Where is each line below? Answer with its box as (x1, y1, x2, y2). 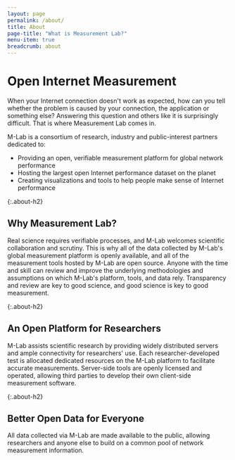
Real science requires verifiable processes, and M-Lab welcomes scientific (7, 236, 225, 245)
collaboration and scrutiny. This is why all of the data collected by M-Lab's (7, 243, 223, 252)
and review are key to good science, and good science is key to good (7, 281, 209, 289)
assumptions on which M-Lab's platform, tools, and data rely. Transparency (7, 274, 227, 282)
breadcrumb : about (7, 43, 61, 50)
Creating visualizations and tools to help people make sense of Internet (17, 176, 224, 184)
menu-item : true (7, 37, 55, 44)
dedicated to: (7, 140, 46, 148)
